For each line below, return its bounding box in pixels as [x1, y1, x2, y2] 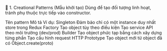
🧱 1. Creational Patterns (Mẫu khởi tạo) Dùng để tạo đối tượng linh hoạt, [5, 5, 151, 10]
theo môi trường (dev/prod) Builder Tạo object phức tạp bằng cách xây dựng [5, 30, 162, 35]
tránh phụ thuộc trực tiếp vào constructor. [5, 10, 91, 16]
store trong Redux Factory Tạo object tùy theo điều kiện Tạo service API [5, 25, 153, 30]
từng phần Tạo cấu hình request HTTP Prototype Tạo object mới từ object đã [5, 35, 163, 41]
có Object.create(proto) [5, 40, 54, 46]
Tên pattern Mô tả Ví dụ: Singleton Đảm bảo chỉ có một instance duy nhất [5, 20, 156, 25]
